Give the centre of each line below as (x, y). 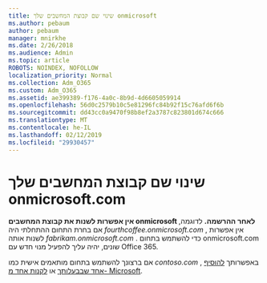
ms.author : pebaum (39, 23)
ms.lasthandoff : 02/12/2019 (55, 135)
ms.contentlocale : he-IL (50, 127)
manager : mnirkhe (37, 38)
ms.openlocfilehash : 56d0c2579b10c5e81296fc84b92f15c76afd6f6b (116, 105)
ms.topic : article (39, 61)
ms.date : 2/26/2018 (41, 46)
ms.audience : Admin (41, 53)
